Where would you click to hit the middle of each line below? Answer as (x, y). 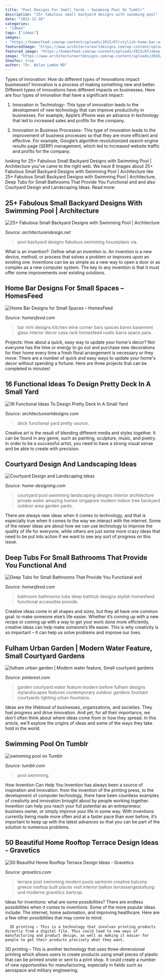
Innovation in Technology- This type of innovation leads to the (75, 105)
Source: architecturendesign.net (38, 232)
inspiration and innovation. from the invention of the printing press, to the (80, 790)
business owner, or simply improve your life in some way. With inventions (80, 811)
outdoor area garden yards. (45, 506)
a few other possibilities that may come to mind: (54, 917)
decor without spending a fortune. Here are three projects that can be (76, 363)
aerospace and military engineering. (42, 970)
